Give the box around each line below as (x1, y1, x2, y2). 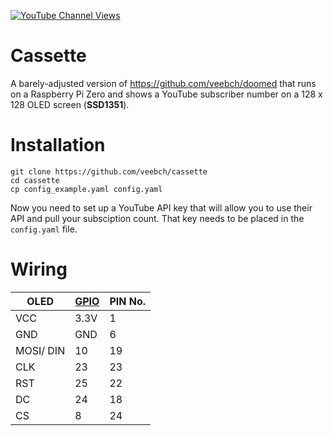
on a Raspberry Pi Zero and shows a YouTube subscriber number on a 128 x (10, 88, 323, 100)
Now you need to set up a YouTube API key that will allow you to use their (10, 201, 313, 214)
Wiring (10, 258, 68, 281)
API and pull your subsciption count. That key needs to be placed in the (10, 212, 305, 224)
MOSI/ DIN (15, 343, 66, 357)
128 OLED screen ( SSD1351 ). (10, 98, 130, 110)
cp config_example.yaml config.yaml (10, 184, 163, 194)
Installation (10, 134, 106, 157)
